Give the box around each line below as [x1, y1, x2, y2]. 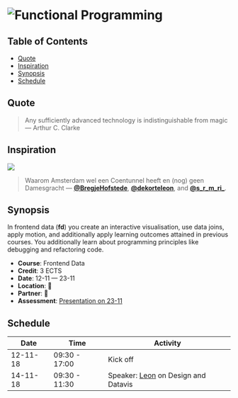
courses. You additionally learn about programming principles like [7, 238, 199, 246]
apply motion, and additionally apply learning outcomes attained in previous [7, 230, 229, 239]
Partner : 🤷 [17, 289, 48, 297]
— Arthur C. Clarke [24, 123, 80, 132]
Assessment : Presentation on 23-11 [17, 297, 123, 305]
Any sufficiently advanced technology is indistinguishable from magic [24, 115, 228, 124]
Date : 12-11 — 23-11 [17, 274, 76, 283]
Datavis [108, 380, 133, 390]
